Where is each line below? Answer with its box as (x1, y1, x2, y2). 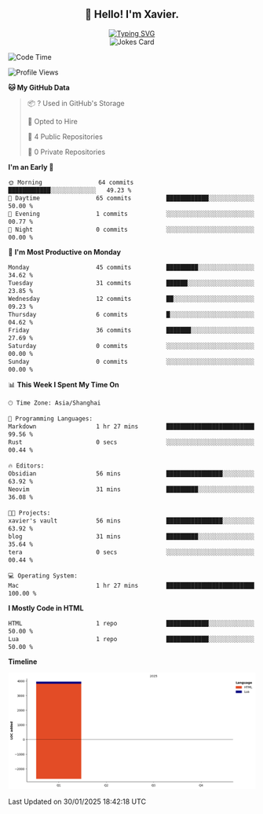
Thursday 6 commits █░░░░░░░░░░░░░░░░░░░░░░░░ (8, 310, 255, 318)
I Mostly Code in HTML (8, 603, 84, 613)
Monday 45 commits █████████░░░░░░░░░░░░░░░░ (8, 263, 255, 271)
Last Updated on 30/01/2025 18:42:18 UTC (8, 797, 147, 806)
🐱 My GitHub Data (8, 82, 71, 92)
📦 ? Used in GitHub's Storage (27, 98, 126, 108)
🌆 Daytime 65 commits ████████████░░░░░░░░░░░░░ (8, 194, 255, 202)
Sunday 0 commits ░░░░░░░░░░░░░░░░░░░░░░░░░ (8, 357, 255, 365)
